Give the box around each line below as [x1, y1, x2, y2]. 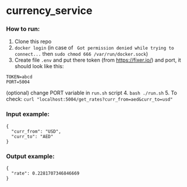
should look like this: [14, 63, 64, 70]
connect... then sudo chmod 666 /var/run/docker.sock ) [14, 51, 148, 58]
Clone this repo [14, 38, 51, 45]
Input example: [6, 110, 50, 118]
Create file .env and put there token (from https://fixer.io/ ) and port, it [14, 57, 181, 63]
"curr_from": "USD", [11, 128, 61, 135]
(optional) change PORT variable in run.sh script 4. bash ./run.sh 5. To [6, 89, 177, 97]
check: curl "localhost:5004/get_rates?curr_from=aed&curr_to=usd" [6, 96, 174, 103]
